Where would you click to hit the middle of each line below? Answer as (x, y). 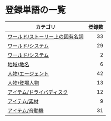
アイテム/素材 (23, 101)
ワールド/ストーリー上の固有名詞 (46, 37)
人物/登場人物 (23, 83)
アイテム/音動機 (26, 111)
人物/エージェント (28, 74)
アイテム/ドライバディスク (38, 92)
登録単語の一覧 (36, 10)
